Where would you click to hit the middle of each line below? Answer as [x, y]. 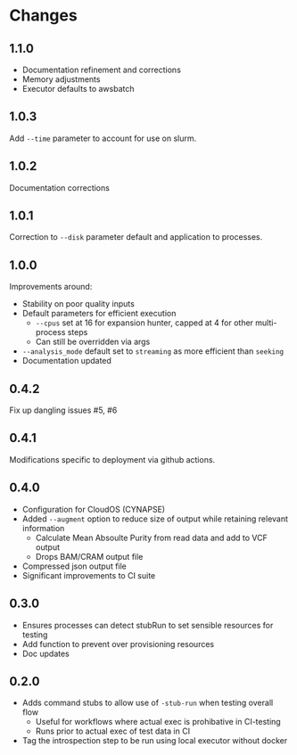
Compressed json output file [74, 566]
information [43, 528]
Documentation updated [66, 361]
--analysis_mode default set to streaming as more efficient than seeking [153, 351]
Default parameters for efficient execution [99, 314]
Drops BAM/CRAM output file [89, 556]
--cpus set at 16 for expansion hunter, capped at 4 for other [144, 323]
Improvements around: [51, 287]
